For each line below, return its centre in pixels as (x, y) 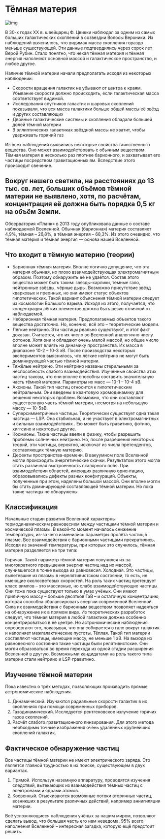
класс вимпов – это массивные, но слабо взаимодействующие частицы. (82, 586)
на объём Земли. (33, 212)
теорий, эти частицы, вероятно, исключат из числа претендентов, (82, 445)
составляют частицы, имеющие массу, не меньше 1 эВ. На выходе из (79, 638)
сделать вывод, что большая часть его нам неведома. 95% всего (74, 821)
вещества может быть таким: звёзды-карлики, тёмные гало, (76, 282)
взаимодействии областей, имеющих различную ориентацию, (78, 471)
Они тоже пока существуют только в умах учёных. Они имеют (71, 591)
